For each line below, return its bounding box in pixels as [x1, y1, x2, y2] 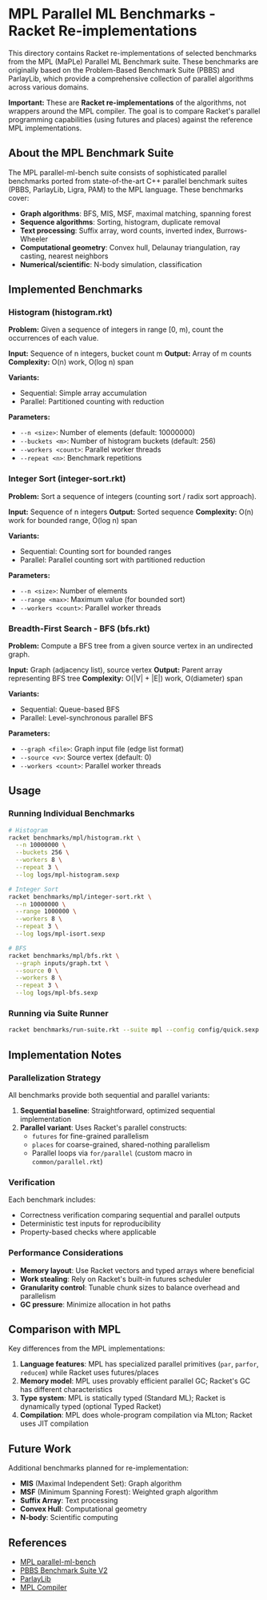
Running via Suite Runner [8, 1008, 110, 1019]
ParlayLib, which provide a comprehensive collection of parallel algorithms [8, 74, 254, 83]
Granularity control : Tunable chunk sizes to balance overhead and [19, 1283, 241, 1292]
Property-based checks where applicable [19, 1227, 157, 1237]
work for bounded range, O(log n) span [8, 515, 137, 525]
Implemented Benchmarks [8, 283, 143, 297]
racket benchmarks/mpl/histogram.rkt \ [8, 833, 141, 842]
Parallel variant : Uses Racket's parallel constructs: [19, 1123, 188, 1132]
